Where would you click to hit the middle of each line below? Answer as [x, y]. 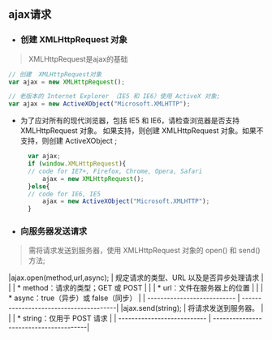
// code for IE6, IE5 [65, 194]
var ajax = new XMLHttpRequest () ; [67, 82]
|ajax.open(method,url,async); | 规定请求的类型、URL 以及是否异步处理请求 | [136, 278]
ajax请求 [30, 15]
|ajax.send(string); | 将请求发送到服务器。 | [192, 308]
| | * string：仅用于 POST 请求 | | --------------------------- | [110, 318]
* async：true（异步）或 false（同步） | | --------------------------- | [124, 298]
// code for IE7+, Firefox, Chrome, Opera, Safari [115, 171]
